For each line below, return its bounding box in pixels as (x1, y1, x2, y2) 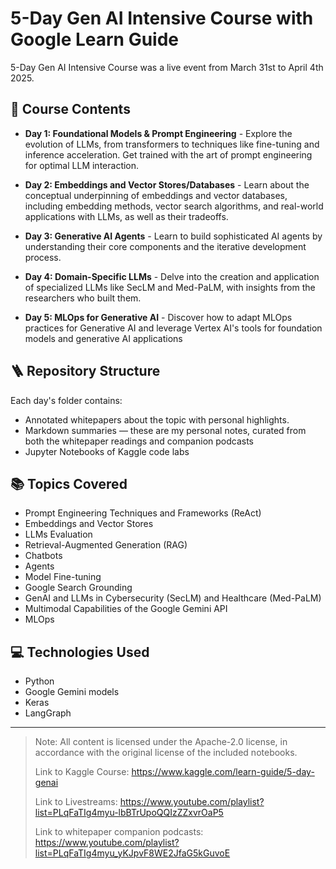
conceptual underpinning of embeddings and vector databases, (24, 189, 288, 201)
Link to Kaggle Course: (34, 766, 130, 778)
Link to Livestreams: (34, 796, 118, 808)
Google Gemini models (24, 686, 120, 698)
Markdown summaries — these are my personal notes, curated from (24, 424, 307, 436)
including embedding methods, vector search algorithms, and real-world (24, 200, 324, 212)
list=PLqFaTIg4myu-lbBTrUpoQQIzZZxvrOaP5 (34, 807, 224, 819)
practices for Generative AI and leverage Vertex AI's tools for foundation (24, 322, 323, 334)
